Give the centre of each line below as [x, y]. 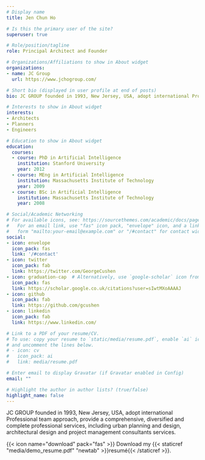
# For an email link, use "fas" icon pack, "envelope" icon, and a [97, 226]
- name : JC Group [28, 73]
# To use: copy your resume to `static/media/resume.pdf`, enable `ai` [99, 339]
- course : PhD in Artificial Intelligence [67, 158]
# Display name [26, 12]
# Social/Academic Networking [45, 215]
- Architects [23, 119]
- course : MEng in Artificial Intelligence [68, 175]
